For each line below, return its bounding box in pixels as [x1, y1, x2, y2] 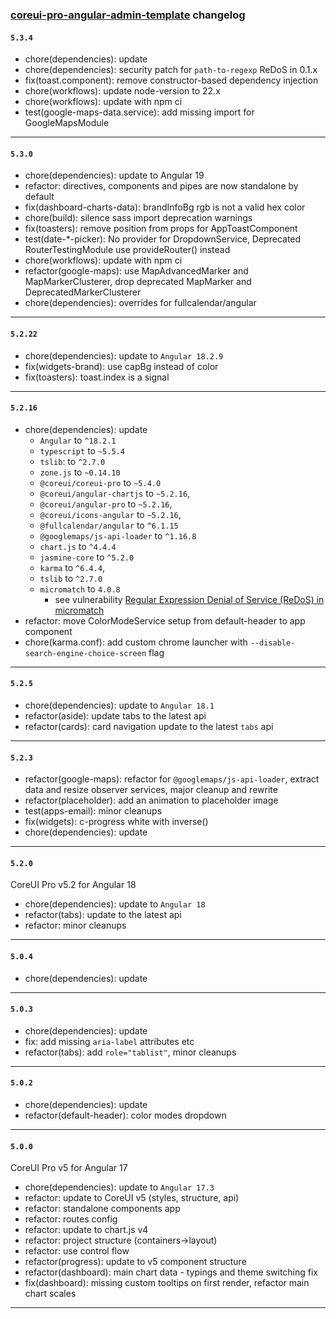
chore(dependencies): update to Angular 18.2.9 [24, 349, 224, 362]
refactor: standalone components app [24, 1203, 181, 1215]
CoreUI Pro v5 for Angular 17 [10, 1162, 128, 1174]
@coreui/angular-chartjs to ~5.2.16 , [39, 487, 191, 499]
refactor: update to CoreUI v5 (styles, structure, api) [24, 1192, 240, 1204]
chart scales [24, 1288, 77, 1300]
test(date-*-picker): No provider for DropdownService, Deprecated [24, 233, 302, 245]
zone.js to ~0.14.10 [39, 466, 121, 478]
